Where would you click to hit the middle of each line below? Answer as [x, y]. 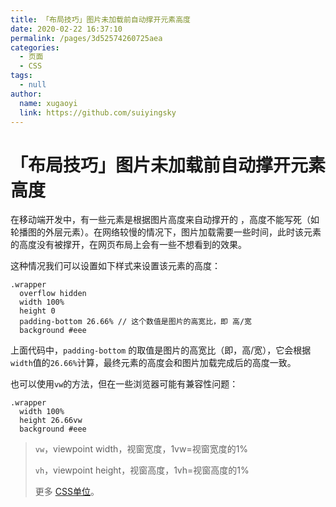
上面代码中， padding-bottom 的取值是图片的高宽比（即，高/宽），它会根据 [161, 350]
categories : [35, 47]
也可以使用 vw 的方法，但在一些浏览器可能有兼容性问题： [124, 384]
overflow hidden [53, 294]
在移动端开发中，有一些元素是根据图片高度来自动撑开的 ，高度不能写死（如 [165, 220]
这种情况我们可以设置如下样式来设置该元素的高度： [115, 266]
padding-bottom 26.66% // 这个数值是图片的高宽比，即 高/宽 [135, 322]
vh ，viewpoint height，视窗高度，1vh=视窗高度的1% [142, 470]
